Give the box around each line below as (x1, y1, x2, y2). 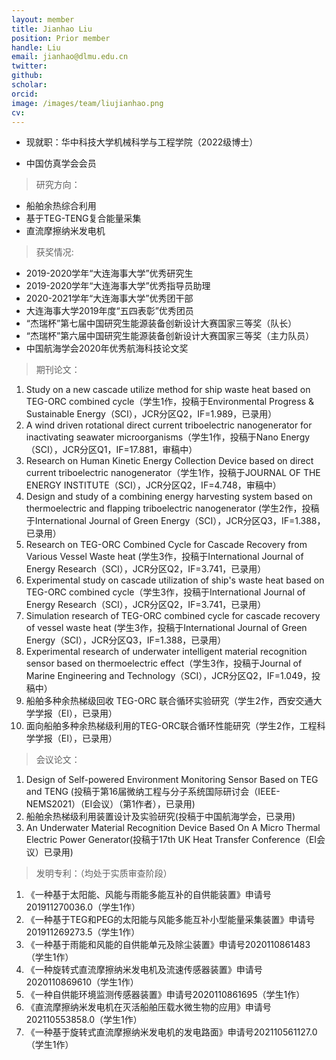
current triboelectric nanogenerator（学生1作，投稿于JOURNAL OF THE (25, 467, 321, 479)
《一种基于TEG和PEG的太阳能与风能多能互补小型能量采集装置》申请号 (25, 914, 316, 926)
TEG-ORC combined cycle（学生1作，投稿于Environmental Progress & (25, 396, 315, 408)
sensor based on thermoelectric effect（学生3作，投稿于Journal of (25, 657, 303, 670)
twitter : (11, 61, 48, 71)
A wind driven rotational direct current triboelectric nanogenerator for (25, 419, 313, 431)
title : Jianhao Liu (11, 24, 93, 34)
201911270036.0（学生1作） (25, 901, 141, 913)
